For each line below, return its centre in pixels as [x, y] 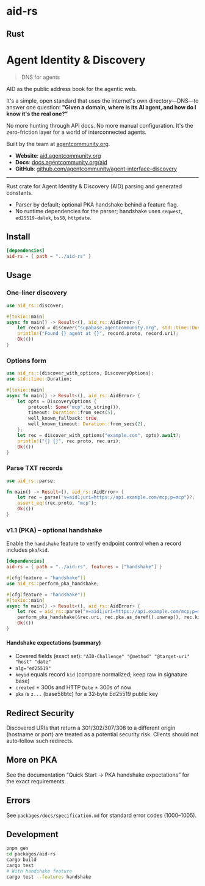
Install [18, 236]
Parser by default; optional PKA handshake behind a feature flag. [97, 204]
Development [33, 834]
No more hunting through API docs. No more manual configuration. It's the [100, 125]
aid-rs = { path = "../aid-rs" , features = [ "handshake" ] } [85, 567]
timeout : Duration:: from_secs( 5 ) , [72, 413]
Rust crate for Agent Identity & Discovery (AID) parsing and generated [94, 186]
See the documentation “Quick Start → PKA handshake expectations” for [98, 775]
